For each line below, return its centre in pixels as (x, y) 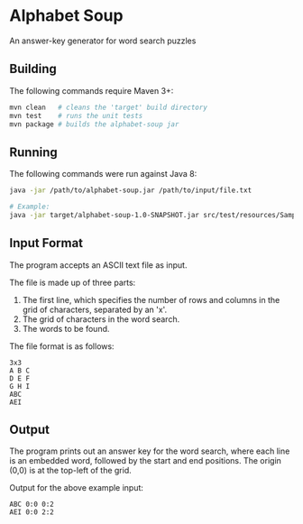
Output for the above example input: (77, 488)
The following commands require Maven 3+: (92, 90)
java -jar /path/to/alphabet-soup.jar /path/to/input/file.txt (131, 190)
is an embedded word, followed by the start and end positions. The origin (146, 461)
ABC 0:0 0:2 (32, 505)
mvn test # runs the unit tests (76, 115)
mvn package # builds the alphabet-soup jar (94, 124)
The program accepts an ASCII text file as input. (98, 265)
